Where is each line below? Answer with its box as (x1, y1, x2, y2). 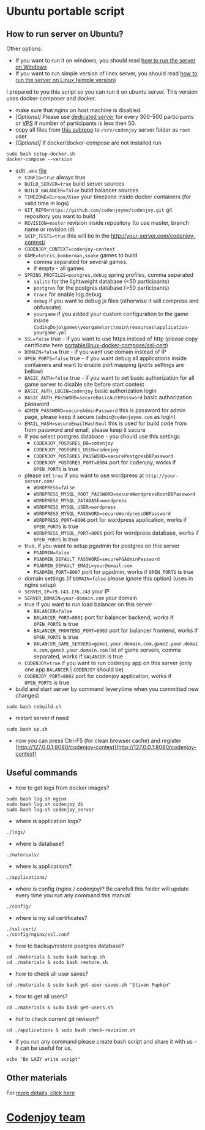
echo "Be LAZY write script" (6, 1056, 81, 1062)
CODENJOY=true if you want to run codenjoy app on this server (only (24, 660, 192, 666)
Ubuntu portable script (6, 4, 125, 18)
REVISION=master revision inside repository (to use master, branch (24, 219, 190, 226)
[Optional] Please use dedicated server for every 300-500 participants (15, 113, 194, 120)
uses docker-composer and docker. (6, 95, 97, 102)
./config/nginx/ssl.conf (6, 931, 70, 938)
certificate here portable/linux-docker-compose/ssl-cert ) (24, 342, 168, 348)
